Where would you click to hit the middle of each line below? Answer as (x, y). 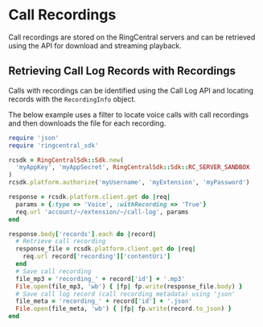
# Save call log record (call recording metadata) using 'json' (125, 294)
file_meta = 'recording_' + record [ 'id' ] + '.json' (104, 301)
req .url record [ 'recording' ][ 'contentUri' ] (97, 257)
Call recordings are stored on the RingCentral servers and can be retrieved (132, 37)
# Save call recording (53, 271)
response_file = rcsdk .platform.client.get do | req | (106, 249)
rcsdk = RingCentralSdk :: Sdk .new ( (66, 160)
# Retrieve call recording (61, 242)
